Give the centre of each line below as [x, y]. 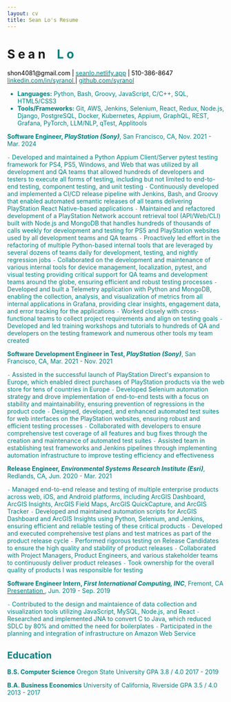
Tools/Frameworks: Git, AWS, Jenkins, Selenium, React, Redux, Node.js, [121, 108]
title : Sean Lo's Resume [43, 20]
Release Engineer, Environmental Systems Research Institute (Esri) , [106, 469]
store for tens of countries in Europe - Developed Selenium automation [108, 389]
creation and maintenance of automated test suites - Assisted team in [106, 441]
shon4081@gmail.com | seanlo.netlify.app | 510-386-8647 [90, 73]
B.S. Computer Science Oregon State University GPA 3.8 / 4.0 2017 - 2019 [113, 672]
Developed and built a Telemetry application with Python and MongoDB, [110, 289]
